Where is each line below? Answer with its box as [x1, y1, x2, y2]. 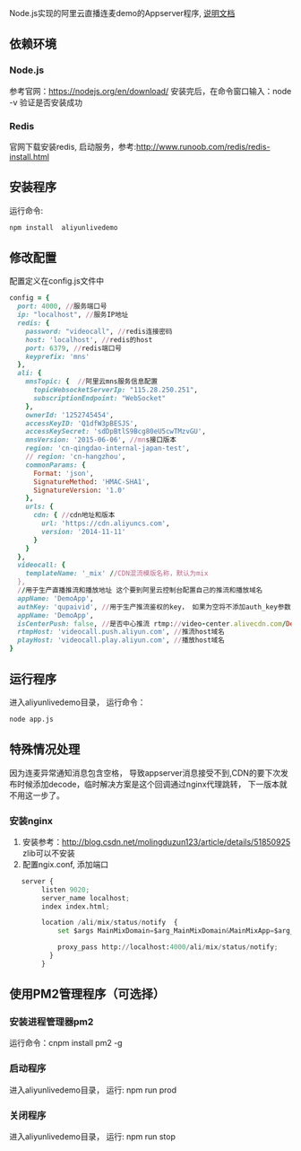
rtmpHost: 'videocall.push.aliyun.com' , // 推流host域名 [17, 628, 226, 637]
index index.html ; [41, 901, 110, 911]
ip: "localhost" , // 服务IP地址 [17, 311, 129, 320]
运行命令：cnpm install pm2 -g [9, 1038, 123, 1049]
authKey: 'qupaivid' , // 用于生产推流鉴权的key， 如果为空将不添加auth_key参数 [17, 602, 291, 611]
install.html [9, 151, 49, 162]
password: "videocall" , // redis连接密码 [25, 327, 173, 336]
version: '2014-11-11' [41, 527, 126, 536]
